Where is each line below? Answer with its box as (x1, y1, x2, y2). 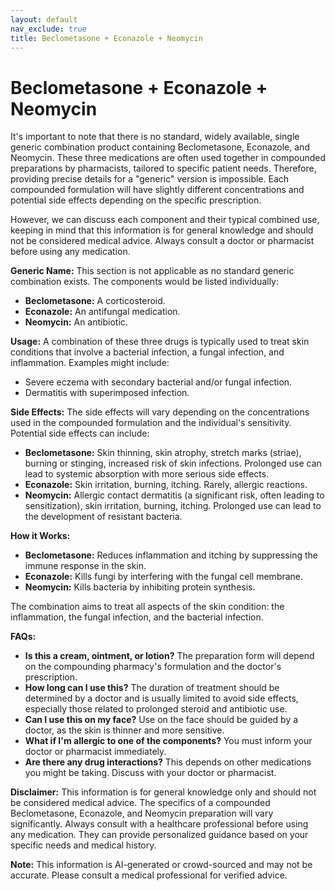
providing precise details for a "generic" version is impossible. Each (10, 173, 290, 185)
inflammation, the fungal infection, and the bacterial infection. (10, 611, 264, 623)
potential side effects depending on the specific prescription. (10, 194, 262, 206)
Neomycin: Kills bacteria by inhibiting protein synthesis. (24, 581, 256, 593)
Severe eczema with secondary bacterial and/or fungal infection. (24, 376, 293, 388)
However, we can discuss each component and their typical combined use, (10, 214, 320, 226)
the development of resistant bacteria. (24, 511, 183, 523)
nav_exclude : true (10, 24, 87, 34)
